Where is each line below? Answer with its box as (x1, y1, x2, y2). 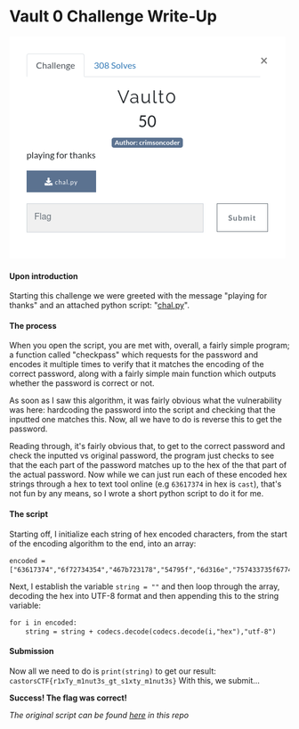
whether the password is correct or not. (9, 378, 155, 389)
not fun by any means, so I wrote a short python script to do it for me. (9, 488, 264, 499)
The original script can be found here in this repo (9, 709, 190, 720)
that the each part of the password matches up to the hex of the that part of (9, 460, 287, 471)
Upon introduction (9, 270, 78, 282)
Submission (9, 646, 55, 657)
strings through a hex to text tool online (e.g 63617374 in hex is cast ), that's (9, 479, 282, 489)
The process (9, 320, 57, 331)
